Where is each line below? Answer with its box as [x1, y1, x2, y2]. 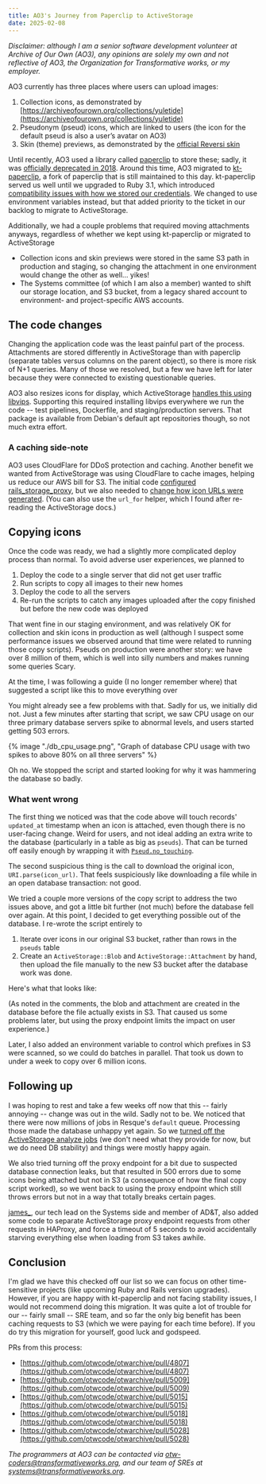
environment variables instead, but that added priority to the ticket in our [8, 196, 246, 207]
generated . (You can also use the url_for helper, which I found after [8, 494, 232, 503]
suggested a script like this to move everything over [8, 685, 178, 696]
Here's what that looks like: [8, 983, 97, 993]
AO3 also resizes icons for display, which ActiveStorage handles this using [8, 389, 253, 398]
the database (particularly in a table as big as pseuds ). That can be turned [8, 837, 249, 847]
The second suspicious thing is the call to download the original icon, [8, 861, 235, 870]
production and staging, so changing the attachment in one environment [19, 262, 256, 271]
